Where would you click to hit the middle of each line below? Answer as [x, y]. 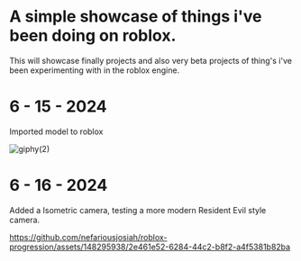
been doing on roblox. [93, 36]
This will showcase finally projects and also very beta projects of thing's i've [151, 60]
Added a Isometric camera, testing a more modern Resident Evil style [138, 210]
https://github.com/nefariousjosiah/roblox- [89, 237]
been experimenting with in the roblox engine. [95, 70]
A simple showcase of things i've [136, 17]
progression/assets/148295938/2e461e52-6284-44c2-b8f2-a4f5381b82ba [150, 247]
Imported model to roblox [56, 131]
